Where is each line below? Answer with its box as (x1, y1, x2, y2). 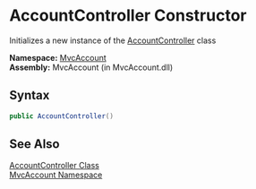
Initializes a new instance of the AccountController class (9, 35, 217, 46)
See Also (9, 136, 60, 152)
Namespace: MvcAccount (9, 52, 107, 63)
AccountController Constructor (9, 5, 247, 26)
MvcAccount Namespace (9, 169, 103, 180)
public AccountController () (9, 111, 115, 121)
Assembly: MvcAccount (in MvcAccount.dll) (9, 62, 174, 73)
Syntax (9, 88, 50, 103)
